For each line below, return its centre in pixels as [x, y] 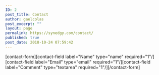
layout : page [19, 28]
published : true [22, 38]
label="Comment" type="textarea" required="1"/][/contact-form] [73, 67]
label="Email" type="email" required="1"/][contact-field [92, 62]
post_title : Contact [27, 14]
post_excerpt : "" [23, 24]
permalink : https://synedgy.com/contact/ [49, 33]
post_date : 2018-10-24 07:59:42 [39, 42]
